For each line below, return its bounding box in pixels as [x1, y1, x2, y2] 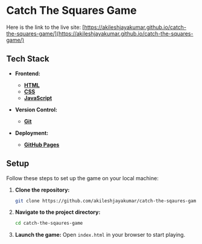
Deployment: [14, 129, 49, 136]
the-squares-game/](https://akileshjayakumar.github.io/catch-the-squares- [6, 30, 194, 37]
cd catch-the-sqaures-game [14, 221, 83, 227]
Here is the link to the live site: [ [6, 23, 84, 31]
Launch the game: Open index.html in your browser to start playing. [14, 231, 186, 239]
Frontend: [14, 70, 40, 77]
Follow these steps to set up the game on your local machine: [6, 174, 159, 181]
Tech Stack [6, 54, 49, 64]
